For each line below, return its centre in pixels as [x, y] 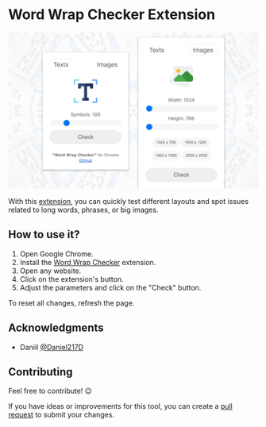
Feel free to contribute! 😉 [50, 391]
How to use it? [44, 235]
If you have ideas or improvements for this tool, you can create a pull [120, 406]
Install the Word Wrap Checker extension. [88, 262]
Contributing [40, 372]
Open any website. [50, 271]
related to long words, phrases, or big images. [83, 210]
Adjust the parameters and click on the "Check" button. [110, 287]
